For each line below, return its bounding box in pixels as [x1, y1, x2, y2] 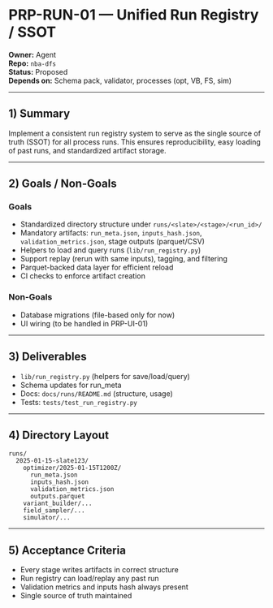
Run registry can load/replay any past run [19, 574, 159, 584]
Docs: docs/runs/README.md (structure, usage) [19, 388, 173, 399]
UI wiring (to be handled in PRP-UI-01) [19, 318, 149, 328]
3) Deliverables [8, 350, 87, 364]
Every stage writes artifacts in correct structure [19, 565, 179, 575]
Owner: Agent [8, 50, 57, 59]
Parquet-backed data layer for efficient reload [19, 262, 174, 273]
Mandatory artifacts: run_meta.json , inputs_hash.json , [19, 228, 202, 238]
